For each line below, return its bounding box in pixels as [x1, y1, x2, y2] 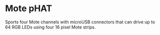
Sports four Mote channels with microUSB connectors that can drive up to [5, 19, 155, 25]
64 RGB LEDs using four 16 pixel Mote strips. [5, 24, 96, 30]
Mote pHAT [5, 3, 53, 14]
